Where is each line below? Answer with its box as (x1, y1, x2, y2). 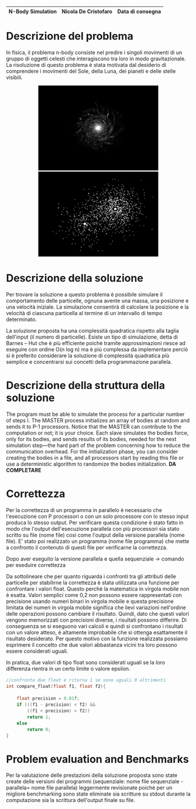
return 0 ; (27, 726, 51, 732)
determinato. (6, 316, 37, 323)
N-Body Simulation (8, 8, 57, 15)
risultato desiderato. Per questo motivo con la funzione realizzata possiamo (6, 635, 188, 642)
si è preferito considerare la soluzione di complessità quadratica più (6, 352, 170, 359)
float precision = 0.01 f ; (16, 695, 80, 702)
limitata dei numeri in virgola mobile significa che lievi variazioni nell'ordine (6, 604, 186, 611)
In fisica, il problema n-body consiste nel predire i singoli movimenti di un (6, 49, 183, 56)
